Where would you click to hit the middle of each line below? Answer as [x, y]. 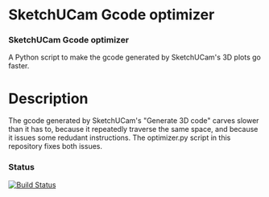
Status [21, 167]
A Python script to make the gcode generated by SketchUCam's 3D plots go [135, 57]
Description [48, 98]
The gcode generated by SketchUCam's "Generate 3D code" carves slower [134, 121]
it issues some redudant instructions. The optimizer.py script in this [120, 137]
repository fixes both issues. [56, 146]
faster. [19, 66]
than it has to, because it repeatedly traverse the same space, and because [133, 129]
